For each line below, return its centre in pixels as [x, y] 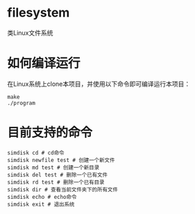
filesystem [39, 13]
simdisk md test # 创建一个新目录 [53, 168]
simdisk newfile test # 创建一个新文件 [61, 160]
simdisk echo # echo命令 [42, 197]
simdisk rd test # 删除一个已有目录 [56, 182]
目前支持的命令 [50, 133]
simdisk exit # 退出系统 [41, 204]
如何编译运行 [44, 63]
